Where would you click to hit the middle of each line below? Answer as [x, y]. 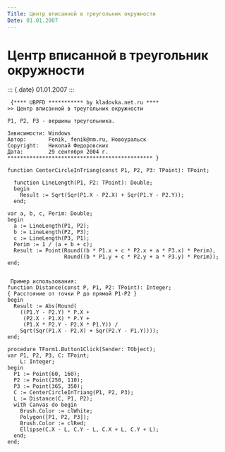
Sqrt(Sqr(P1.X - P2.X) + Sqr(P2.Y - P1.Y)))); [90, 331]
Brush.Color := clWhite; [56, 411]
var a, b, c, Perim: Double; [50, 214]
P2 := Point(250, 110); [48, 380]
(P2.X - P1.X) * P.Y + [56, 319]
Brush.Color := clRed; [53, 424]
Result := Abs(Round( [45, 306]
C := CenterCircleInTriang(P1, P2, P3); [74, 393]
